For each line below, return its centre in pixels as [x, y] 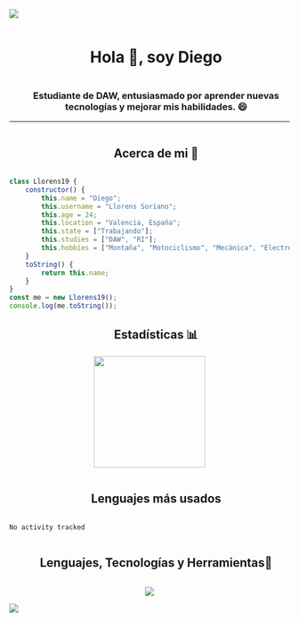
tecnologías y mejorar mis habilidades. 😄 [156, 106]
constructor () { [56, 190]
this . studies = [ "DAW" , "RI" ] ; [99, 240]
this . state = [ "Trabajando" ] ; [97, 231]
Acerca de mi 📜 [156, 153]
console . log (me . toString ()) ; [63, 306]
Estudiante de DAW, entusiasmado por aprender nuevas [156, 95]
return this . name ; [75, 273]
